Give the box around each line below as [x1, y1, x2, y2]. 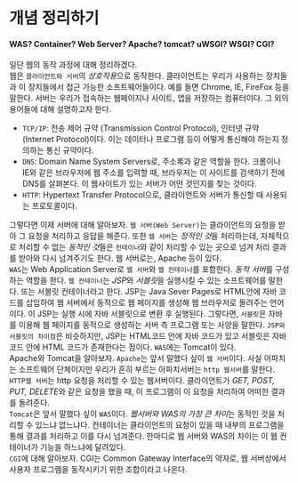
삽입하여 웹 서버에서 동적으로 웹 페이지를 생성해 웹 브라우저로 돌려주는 [25, 297, 269, 308]
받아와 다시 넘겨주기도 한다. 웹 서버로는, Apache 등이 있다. [18, 253, 222, 263]
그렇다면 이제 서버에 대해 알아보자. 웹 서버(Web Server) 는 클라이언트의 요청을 [9, 220, 277, 230]
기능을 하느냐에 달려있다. [39, 442, 126, 453]
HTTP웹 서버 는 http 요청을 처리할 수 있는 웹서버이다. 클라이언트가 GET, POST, [9, 375, 276, 386]
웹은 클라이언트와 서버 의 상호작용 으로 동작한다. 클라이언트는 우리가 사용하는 [9, 70, 264, 81]
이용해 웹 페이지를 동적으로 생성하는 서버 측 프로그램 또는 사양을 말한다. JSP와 [18, 319, 286, 330]
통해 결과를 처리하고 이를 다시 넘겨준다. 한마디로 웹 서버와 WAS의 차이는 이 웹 [9, 431, 278, 441]
